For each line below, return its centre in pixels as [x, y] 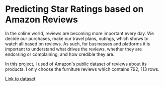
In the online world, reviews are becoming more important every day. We [80, 33]
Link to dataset [20, 79]
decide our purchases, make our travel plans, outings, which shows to [77, 39]
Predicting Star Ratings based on [75, 9]
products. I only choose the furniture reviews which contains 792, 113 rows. [82, 69]
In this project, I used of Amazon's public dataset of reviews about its [76, 64]
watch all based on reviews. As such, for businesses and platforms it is [78, 43]
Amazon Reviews [41, 20]
